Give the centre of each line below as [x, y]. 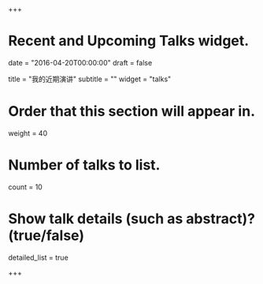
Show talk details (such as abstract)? [132, 219]
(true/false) [46, 235]
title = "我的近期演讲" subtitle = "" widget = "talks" [90, 79]
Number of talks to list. [84, 165]
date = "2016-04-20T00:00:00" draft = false [80, 62]
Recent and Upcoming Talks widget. [129, 41]
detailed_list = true [38, 257]
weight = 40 [28, 133]
